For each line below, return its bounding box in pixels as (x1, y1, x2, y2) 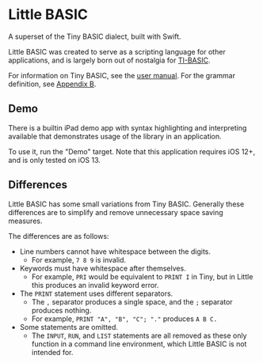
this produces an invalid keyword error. (31, 280, 159, 289)
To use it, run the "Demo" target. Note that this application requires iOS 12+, (8, 146, 256, 156)
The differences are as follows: (8, 231, 109, 240)
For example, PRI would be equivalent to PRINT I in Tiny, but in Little (31, 271, 253, 282)
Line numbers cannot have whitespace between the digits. (19, 247, 212, 256)
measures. (8, 216, 43, 225)
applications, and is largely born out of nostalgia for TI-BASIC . (8, 55, 211, 65)
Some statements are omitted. (19, 322, 119, 331)
